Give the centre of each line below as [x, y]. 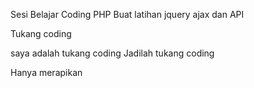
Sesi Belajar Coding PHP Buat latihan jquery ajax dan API [127, 14]
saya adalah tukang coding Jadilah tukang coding [112, 53]
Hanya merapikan [46, 72]
